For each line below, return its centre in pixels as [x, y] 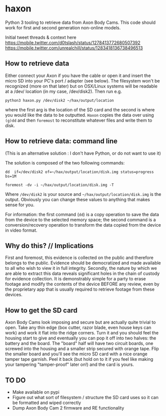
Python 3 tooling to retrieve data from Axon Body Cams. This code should [81, 22]
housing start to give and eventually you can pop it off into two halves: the [81, 338]
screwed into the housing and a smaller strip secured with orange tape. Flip [82, 349]
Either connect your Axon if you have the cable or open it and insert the [78, 76]
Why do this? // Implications [50, 246]
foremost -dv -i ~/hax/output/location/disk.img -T [59, 185]
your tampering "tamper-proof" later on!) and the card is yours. [70, 365]
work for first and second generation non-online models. [63, 27]
